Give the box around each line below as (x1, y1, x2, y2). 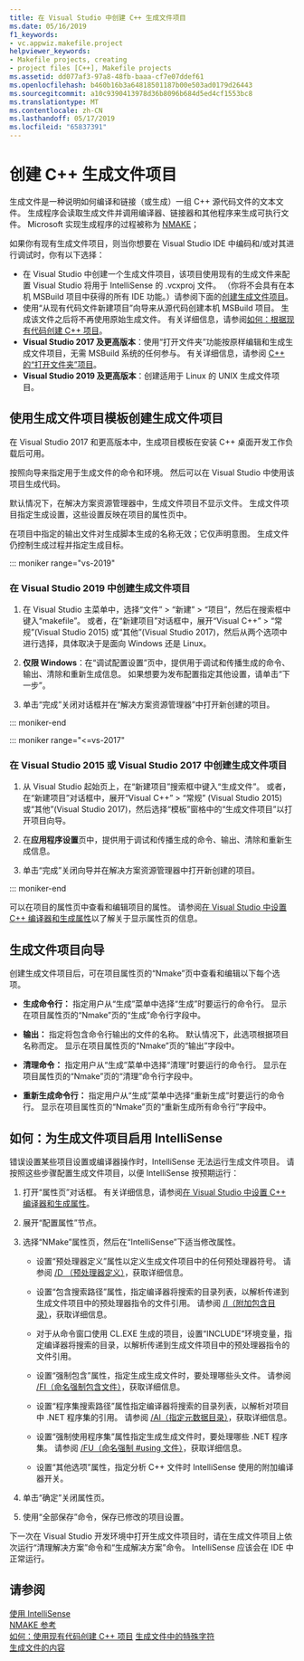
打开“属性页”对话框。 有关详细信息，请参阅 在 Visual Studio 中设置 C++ (22, 1187, 287, 1198)
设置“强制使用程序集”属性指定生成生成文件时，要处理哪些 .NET (35, 1431, 270, 1442)
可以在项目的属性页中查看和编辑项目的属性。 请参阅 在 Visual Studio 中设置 (9, 902, 287, 912)
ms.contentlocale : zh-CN (9, 106, 103, 115)
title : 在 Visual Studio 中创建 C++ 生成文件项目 (9, 13, 187, 23)
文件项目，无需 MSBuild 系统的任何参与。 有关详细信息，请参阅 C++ (30, 348, 285, 358)
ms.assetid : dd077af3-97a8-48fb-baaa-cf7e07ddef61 (9, 72, 204, 81)
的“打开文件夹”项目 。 (22, 358, 102, 369)
